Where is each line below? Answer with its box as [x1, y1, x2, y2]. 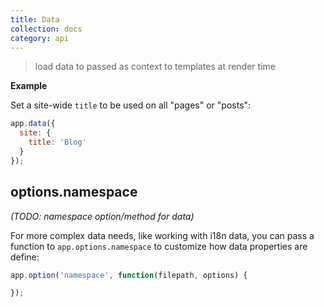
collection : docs [10, 24, 83, 34]
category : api [10, 33, 70, 43]
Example [10, 80, 48, 92]
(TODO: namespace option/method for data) [10, 210, 195, 222]
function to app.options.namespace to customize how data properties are [10, 240, 308, 252]
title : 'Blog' [28, 137, 87, 148]
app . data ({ [10, 119, 56, 129]
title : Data [10, 14, 60, 25]
